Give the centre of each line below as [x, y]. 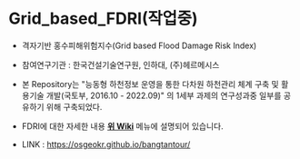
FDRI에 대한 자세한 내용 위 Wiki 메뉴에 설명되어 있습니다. [122, 126]
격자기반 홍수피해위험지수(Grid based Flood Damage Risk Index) [139, 45]
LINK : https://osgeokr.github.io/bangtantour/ [106, 144]
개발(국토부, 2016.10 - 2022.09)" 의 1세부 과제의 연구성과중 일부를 [164, 95]
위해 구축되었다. [74, 106]
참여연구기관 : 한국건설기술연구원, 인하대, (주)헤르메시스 [120, 65]
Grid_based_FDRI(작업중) [103, 19]
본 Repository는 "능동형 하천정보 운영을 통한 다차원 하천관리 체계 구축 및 [150, 84]
